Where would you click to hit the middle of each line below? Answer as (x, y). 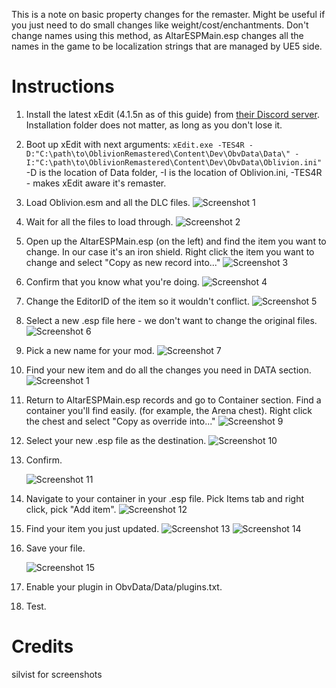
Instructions (63, 86)
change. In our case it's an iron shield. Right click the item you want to (170, 251)
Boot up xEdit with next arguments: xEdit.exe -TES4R (135, 144)
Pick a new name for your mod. (90, 350)
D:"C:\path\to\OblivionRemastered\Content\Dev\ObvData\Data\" (158, 154)
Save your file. (55, 548)
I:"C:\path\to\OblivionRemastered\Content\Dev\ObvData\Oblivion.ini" (174, 162)
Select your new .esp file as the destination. (116, 440)
